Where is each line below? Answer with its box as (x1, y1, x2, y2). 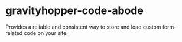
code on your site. (24, 29, 69, 36)
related (5, 29, 23, 36)
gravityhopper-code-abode (5, 4, 144, 17)
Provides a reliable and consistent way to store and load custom (5, 23, 161, 30)
